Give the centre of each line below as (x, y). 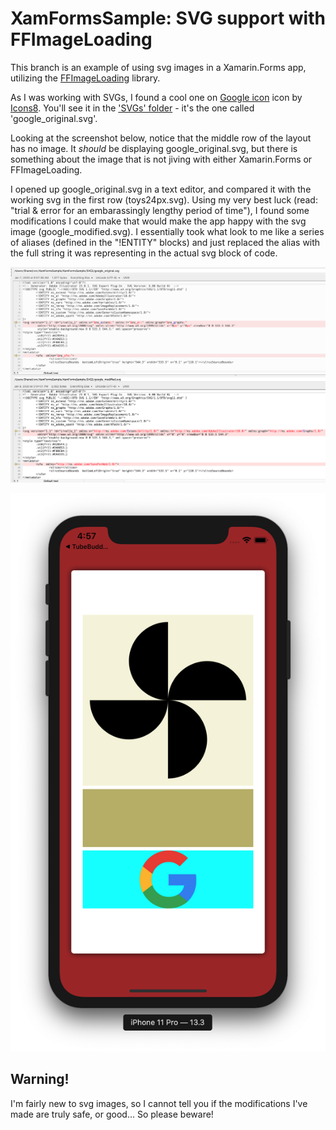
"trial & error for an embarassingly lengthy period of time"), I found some (160, 210)
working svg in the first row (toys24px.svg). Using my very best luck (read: (164, 199)
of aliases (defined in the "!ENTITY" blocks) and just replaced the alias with (165, 242)
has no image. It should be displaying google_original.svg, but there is (154, 148)
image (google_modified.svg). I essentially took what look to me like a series (167, 231)
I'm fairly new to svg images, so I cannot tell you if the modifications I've (159, 1103)
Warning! (40, 1079)
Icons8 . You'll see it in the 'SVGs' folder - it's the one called (132, 108)
